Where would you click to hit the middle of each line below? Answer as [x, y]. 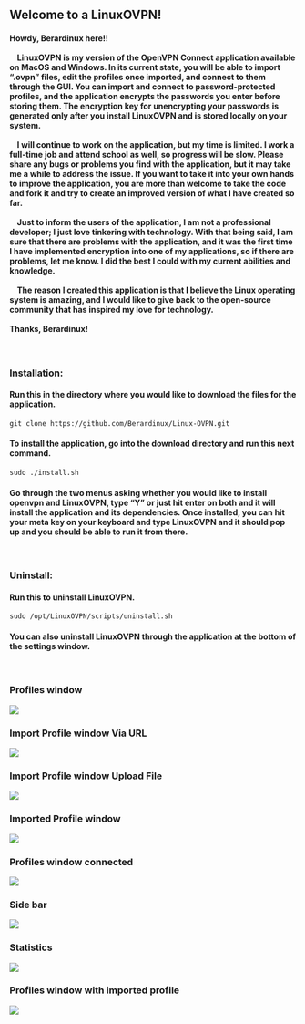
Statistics [31, 947]
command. [30, 453]
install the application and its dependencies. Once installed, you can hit [147, 512]
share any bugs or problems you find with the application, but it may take [150, 164]
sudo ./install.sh [44, 472]
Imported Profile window [65, 819]
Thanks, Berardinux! [49, 328]
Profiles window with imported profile [95, 990]
